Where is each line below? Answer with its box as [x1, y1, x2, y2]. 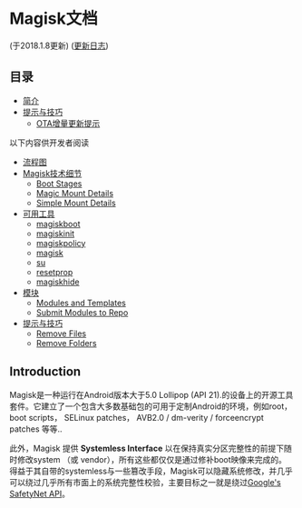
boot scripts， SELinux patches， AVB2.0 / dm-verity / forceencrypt [9, 412, 265, 423]
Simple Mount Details [35, 197, 116, 208]
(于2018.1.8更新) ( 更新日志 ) [9, 40, 109, 51]
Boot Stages [35, 178, 83, 189]
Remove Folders [35, 337, 97, 348]
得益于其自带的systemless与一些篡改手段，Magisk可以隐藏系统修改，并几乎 [9, 465, 293, 476]
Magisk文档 [9, 8, 98, 29]
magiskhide [35, 276, 80, 287]
